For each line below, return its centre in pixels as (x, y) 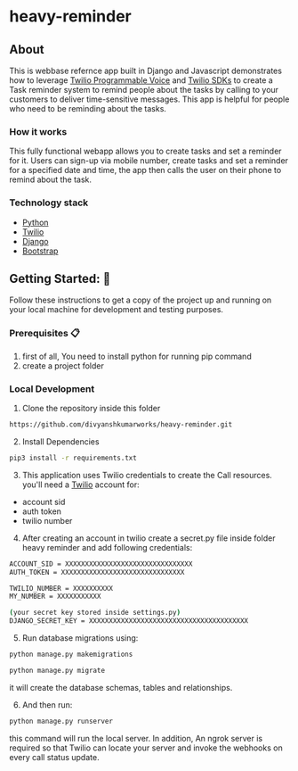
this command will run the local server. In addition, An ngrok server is (136, 738)
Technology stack (49, 203)
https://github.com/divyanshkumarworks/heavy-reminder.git (121, 425)
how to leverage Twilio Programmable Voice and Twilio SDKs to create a (141, 80)
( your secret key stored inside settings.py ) (95, 613)
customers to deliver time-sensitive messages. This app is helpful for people (149, 99)
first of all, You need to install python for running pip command (137, 356)
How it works (38, 131)
